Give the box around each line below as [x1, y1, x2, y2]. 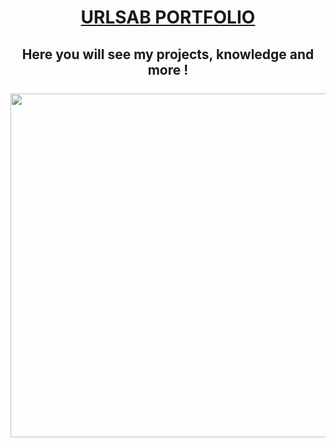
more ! [147, 61, 189, 78]
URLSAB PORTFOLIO [80, 6, 256, 29]
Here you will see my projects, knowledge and [21, 46, 315, 63]
